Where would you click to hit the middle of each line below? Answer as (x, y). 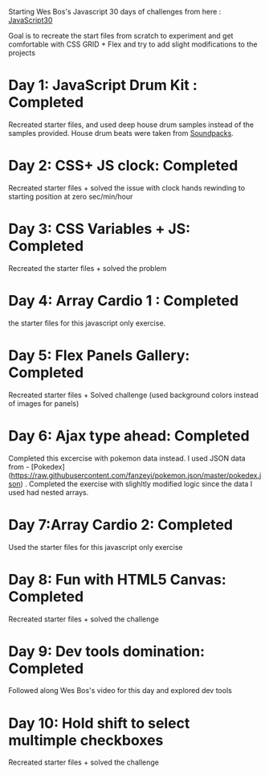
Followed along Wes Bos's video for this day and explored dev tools (120, 691)
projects (22, 53)
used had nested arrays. (49, 492)
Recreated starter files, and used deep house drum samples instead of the (131, 125)
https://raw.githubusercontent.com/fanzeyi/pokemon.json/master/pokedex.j (136, 475)
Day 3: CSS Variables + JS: (100, 229)
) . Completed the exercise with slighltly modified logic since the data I (137, 484)
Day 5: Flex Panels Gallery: (99, 355)
